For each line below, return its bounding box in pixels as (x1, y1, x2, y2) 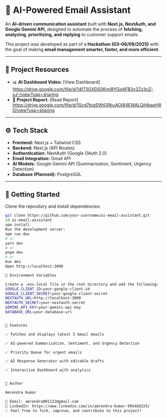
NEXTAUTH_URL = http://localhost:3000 (5, 296, 81, 301)
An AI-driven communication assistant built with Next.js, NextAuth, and (5, 21, 156, 27)
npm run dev (5, 231, 30, 237)
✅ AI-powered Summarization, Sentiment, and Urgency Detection (5, 340, 140, 346)
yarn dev (5, 241, 23, 246)
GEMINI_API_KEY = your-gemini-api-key (5, 305, 81, 310)
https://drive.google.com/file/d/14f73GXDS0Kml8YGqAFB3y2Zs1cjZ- (12, 86, 154, 92)
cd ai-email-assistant (5, 218, 52, 223)
